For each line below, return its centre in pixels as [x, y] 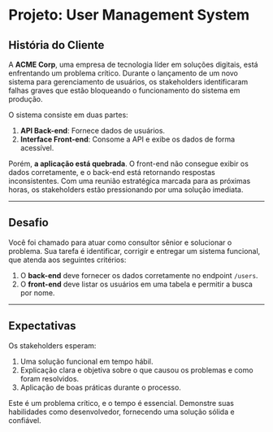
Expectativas [42, 326]
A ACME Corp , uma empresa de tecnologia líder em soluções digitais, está [133, 64]
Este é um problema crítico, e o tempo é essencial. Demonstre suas [121, 403]
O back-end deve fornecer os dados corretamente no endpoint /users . [139, 275]
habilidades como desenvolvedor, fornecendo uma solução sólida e [121, 412]
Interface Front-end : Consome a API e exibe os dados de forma [128, 139]
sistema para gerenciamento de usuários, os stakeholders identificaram [128, 82]
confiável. [25, 420]
